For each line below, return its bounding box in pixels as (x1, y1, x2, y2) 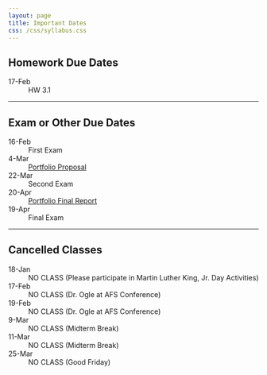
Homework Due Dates (8, 56, 119, 69)
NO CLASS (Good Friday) (28, 357, 111, 366)
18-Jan (8, 264, 31, 274)
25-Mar (8, 349, 33, 358)
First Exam (28, 145, 64, 155)
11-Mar (8, 331, 30, 342)
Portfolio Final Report (28, 196, 98, 205)
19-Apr (8, 204, 30, 214)
